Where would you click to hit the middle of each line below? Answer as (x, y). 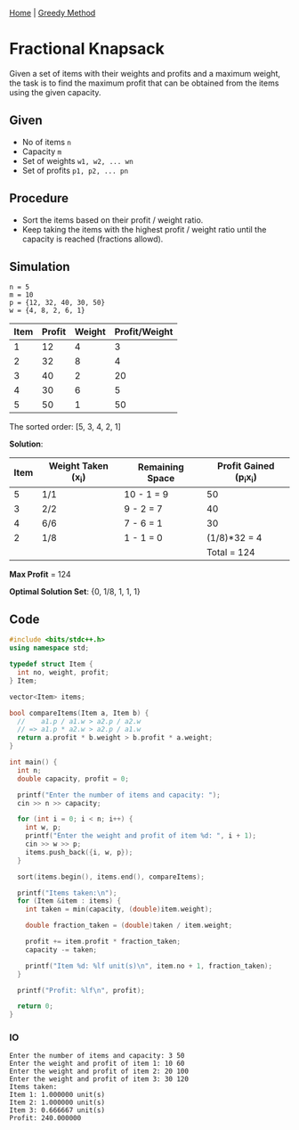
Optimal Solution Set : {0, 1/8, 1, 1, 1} (75, 591)
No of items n (46, 142)
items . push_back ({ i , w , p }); (79, 852)
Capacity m (42, 151)
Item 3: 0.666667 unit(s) (57, 1110)
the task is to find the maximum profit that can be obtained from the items (144, 83)
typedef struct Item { (51, 664)
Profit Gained (246, 466)
